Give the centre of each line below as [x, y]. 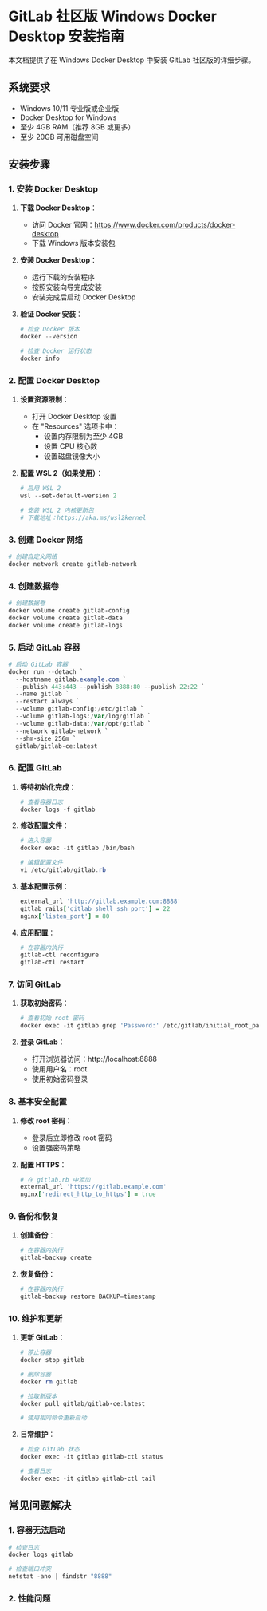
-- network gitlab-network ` [62, 731]
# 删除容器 [35, 1374]
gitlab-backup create [55, 1258]
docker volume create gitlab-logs [66, 625]
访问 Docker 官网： [63, 225]
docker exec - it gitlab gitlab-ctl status [91, 1457]
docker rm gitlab [49, 1382]
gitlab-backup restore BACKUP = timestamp [88, 1297]
